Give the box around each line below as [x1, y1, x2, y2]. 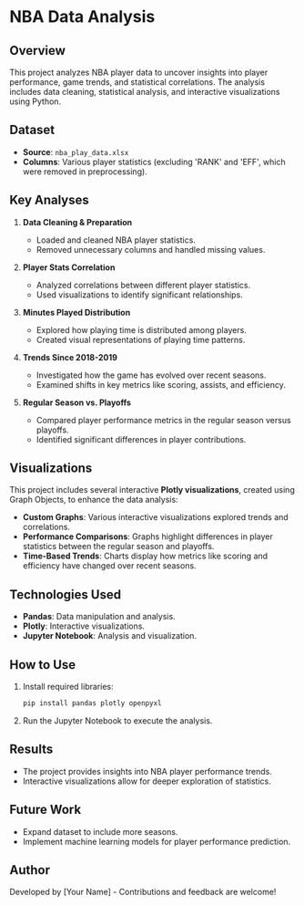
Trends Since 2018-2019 [22, 351, 118, 362]
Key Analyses [9, 193, 89, 208]
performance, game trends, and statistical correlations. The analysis [9, 77, 266, 88]
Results [9, 742, 54, 757]
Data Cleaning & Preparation [22, 216, 133, 227]
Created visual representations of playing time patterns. [35, 334, 246, 345]
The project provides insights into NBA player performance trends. [22, 765, 273, 776]
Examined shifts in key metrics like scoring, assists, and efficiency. [35, 379, 287, 390]
